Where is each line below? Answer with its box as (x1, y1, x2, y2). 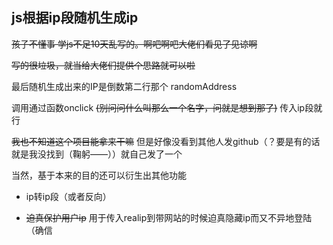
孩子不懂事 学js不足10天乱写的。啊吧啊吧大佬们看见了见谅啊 (11, 38, 258, 50)
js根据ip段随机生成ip (11, 9, 139, 27)
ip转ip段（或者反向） (25, 190, 112, 202)
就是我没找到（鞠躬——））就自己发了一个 (11, 148, 183, 160)
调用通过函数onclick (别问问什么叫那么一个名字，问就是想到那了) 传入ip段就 (11, 101, 323, 113)
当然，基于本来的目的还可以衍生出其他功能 (11, 169, 187, 181)
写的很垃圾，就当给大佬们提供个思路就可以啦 (11, 59, 196, 71)
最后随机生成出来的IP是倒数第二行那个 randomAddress (11, 80, 238, 92)
